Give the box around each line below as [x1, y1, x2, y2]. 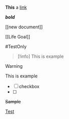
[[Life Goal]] [5, 34, 30, 39]
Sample [5, 99, 21, 104]
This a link [5, 5, 27, 10]
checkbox [19, 84, 40, 89]
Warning [5, 63, 23, 69]
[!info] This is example [17, 53, 64, 59]
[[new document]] [5, 24, 43, 30]
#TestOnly [5, 44, 27, 50]
